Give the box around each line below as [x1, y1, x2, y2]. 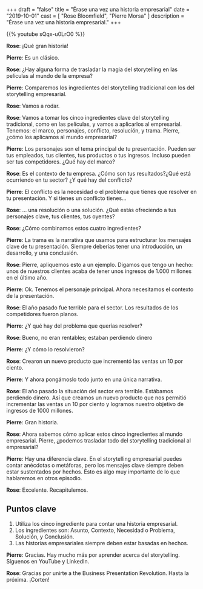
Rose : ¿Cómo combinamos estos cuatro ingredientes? [6, 225, 141, 232]
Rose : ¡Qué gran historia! [6, 43, 68, 49]
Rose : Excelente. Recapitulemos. [6, 486, 88, 494]
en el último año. [6, 274, 48, 281]
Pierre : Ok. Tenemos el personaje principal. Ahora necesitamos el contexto [6, 286, 194, 293]
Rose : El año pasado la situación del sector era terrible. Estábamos [6, 388, 174, 394]
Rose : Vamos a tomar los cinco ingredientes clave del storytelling [6, 114, 170, 121]
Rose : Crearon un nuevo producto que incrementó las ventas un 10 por [6, 357, 184, 365]
